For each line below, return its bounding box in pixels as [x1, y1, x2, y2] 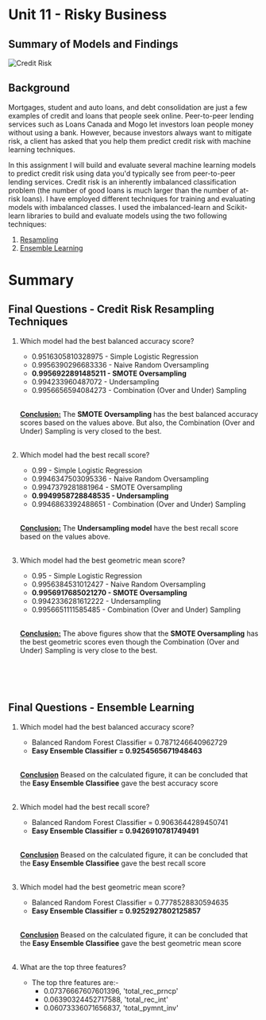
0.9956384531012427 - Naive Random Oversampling [31, 579, 206, 589]
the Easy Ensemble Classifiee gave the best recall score [19, 858, 206, 868]
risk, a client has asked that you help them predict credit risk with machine [8, 136, 252, 146]
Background [8, 81, 70, 95]
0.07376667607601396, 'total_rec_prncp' [43, 986, 179, 995]
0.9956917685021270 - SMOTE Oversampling [31, 587, 188, 598]
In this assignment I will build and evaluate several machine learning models [8, 160, 256, 169]
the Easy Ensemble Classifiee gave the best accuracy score [19, 778, 218, 788]
